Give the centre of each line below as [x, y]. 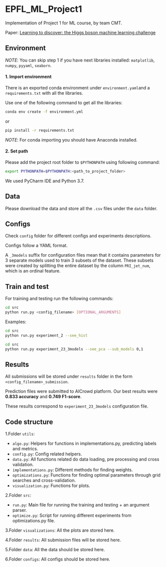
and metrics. [25, 449]
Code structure [29, 422]
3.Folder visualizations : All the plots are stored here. [60, 530]
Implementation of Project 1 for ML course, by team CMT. [64, 23]
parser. [20, 510]
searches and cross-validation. [44, 481]
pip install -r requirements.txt [40, 130]
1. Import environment [28, 77]
